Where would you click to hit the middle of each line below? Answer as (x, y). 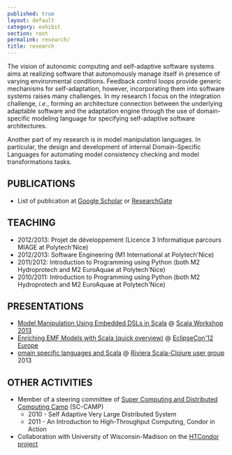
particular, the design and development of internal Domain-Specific (104, 147)
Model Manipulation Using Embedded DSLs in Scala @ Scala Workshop (120, 323)
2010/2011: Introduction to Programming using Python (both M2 (109, 277)
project (28, 444)
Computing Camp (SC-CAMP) (60, 407)
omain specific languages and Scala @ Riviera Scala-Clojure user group (121, 353)
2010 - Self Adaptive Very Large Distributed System (102, 414)
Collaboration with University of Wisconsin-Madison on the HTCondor (118, 437)
